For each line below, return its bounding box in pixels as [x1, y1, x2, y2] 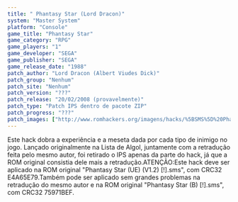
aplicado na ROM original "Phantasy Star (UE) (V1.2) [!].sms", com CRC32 [7, 165, 222, 174]
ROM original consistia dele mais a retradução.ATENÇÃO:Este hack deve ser [7, 157, 230, 167]
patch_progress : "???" [7, 109, 74, 116]
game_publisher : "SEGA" [7, 57, 78, 64]
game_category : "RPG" [7, 37, 72, 44]
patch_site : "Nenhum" [7, 83, 72, 90]
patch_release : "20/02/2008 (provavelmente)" [7, 96, 144, 103]
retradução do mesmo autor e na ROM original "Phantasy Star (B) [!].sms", [7, 180, 225, 189]
